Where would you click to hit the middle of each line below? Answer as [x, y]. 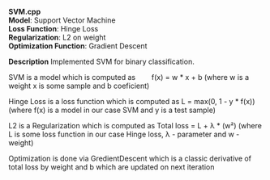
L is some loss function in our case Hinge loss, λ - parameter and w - [124, 134]
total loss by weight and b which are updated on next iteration [111, 167]
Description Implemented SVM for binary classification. [101, 61]
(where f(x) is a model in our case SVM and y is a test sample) [112, 110]
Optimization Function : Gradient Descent [78, 46]
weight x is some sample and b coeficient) [79, 86]
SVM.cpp [25, 12]
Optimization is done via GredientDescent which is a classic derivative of [130, 158]
